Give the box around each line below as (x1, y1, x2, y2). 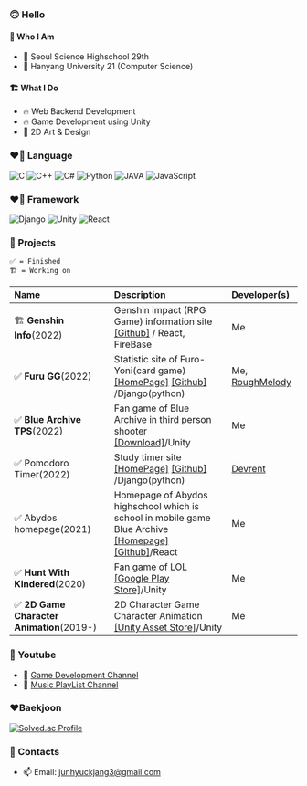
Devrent (231, 463, 267, 476)
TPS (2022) (14, 424, 64, 437)
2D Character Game (113, 598, 200, 611)
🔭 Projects (9, 236, 57, 249)
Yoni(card (113, 364, 156, 377)
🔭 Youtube (9, 648, 57, 661)
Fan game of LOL (113, 561, 188, 573)
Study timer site (113, 451, 182, 464)
